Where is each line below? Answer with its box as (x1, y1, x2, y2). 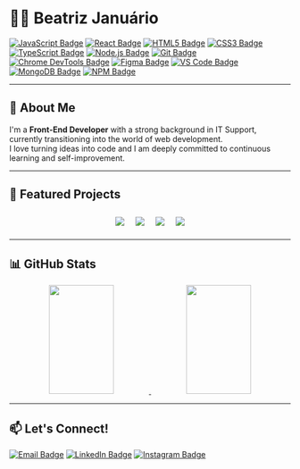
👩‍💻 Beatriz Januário (9, 8, 159, 29)
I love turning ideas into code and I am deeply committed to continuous (9, 143, 271, 154)
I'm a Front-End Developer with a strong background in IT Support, (9, 124, 257, 135)
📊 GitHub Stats (9, 256, 96, 272)
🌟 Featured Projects (9, 187, 121, 202)
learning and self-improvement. (9, 152, 125, 163)
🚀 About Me (9, 100, 76, 115)
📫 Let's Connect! (9, 421, 109, 436)
